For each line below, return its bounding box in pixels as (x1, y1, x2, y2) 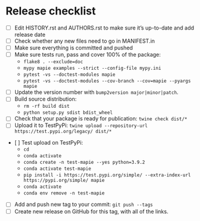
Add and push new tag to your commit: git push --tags (14, 201, 153, 208)
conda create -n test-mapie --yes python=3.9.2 (23, 160, 145, 166)
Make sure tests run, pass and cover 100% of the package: (14, 51, 161, 58)
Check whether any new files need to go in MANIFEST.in (14, 37, 155, 45)
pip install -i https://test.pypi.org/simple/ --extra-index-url (23, 172, 191, 178)
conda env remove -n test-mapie (23, 190, 105, 196)
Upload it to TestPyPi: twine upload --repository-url (14, 122, 148, 129)
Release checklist (5, 4, 96, 18)
